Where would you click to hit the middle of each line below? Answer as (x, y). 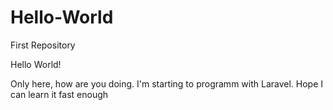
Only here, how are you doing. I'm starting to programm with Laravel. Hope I (167, 83)
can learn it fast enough (59, 94)
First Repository (43, 45)
